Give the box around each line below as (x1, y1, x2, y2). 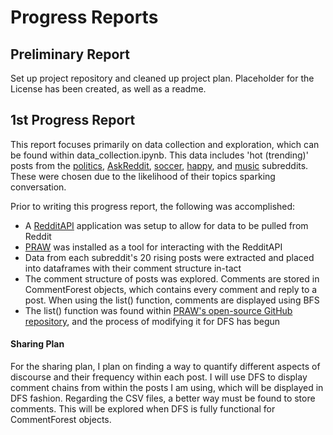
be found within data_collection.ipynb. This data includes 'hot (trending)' (10, 149, 309, 161)
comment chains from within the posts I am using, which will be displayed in (10, 382, 324, 394)
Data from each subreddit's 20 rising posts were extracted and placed (24, 251, 315, 263)
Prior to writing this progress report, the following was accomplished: (10, 200, 296, 212)
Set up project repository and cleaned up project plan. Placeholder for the (10, 72, 315, 84)
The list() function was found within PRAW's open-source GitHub (24, 304, 293, 316)
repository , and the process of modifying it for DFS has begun (24, 315, 281, 327)
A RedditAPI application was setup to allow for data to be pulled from (24, 219, 309, 231)
